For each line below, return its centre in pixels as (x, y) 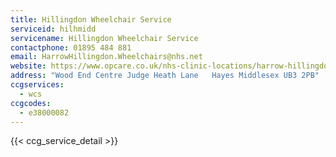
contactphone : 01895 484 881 (71, 47)
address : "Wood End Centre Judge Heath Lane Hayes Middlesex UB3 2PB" (165, 76)
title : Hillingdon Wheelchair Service (91, 19)
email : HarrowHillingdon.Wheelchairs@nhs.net (106, 57)
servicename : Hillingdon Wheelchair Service (104, 38)
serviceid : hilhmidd (53, 29)
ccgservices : (37, 85)
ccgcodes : (31, 103)
